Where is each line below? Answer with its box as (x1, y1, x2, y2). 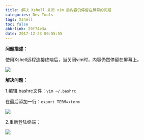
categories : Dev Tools (5, 12, 53, 17)
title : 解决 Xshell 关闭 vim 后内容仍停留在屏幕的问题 (5, 7, 112, 13)
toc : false (5, 21, 28, 27)
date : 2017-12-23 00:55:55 (5, 31, 63, 36)
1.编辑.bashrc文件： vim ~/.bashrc (5, 88, 76, 94)
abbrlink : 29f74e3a (5, 26, 47, 32)
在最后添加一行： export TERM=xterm (5, 99, 80, 104)
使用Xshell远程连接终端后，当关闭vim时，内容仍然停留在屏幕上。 (5, 57, 141, 63)
